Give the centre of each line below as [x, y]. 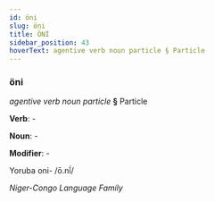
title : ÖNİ [29, 34]
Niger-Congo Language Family [66, 188]
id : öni [24, 17]
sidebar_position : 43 [49, 42]
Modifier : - [30, 154]
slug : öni [28, 26]
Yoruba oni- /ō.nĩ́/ [41, 171]
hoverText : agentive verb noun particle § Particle [107, 51]
